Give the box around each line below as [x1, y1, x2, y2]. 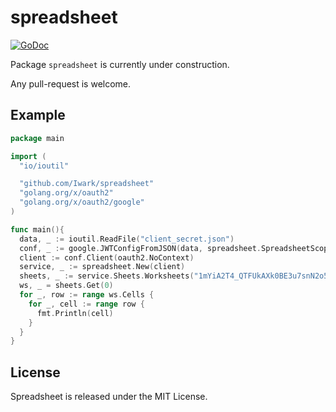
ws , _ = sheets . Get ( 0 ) [19, 281, 114, 291]
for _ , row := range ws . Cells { [19, 290, 155, 300]
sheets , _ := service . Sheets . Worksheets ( [19, 271, 195, 281]
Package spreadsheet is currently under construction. [10, 58, 230, 70]
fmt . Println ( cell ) [36, 308, 114, 318]
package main [10, 133, 65, 143]
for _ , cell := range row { [28, 299, 145, 309]
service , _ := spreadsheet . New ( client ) [19, 262, 186, 272]
